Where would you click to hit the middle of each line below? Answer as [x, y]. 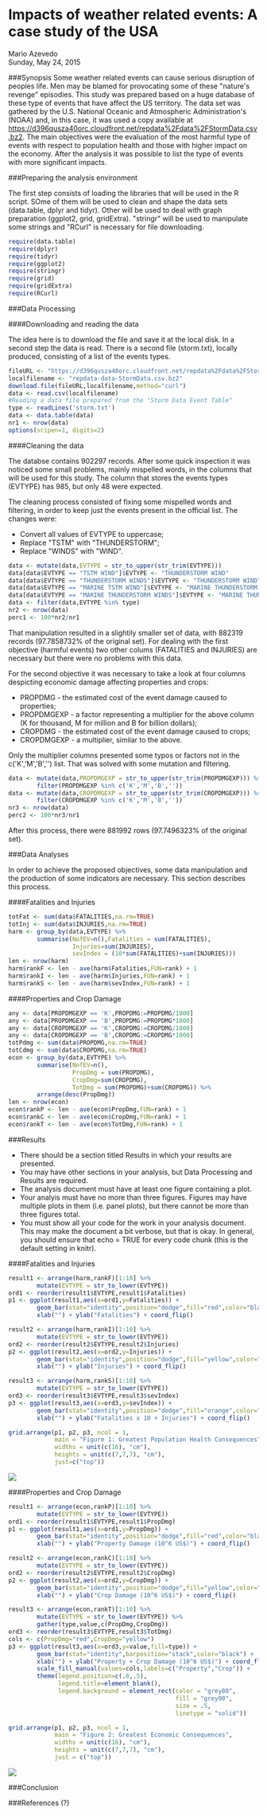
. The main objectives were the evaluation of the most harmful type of [137, 136]
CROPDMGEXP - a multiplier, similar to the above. [101, 739]
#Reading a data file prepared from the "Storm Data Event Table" [120, 401]
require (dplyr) [33, 249]
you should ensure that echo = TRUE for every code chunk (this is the [134, 1240]
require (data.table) [43, 241]
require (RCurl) [33, 294]
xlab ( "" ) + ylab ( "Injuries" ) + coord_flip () [112, 1367]
